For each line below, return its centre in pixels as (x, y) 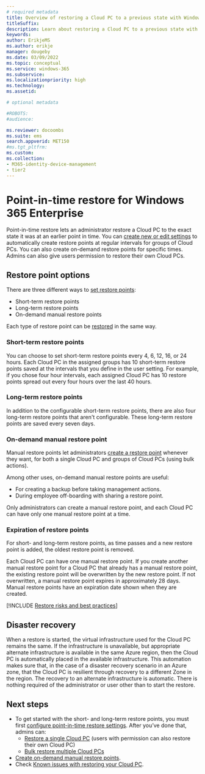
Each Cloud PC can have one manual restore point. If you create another (97, 562)
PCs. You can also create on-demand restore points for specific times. (95, 249)
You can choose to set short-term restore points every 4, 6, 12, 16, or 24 (97, 355)
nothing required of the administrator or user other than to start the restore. (101, 685)
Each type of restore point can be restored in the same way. (81, 327)
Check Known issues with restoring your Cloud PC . (79, 764)
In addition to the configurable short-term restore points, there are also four (101, 410)
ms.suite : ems (24, 136)
